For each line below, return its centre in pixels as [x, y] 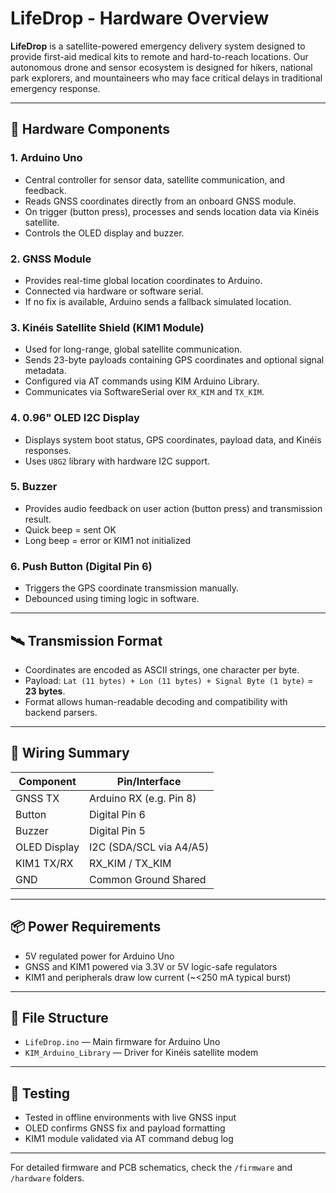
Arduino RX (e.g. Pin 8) [143, 798]
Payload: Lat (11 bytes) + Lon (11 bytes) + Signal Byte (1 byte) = [169, 680]
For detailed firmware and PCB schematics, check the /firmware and [151, 1168]
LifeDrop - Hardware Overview [140, 18]
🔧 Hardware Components [90, 129]
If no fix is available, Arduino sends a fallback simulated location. [158, 301]
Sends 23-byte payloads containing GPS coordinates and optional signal [174, 360]
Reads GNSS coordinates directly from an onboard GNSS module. [160, 201]
